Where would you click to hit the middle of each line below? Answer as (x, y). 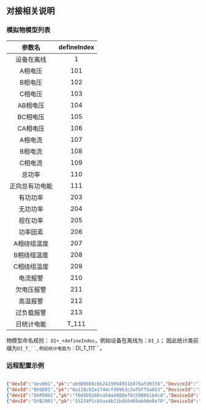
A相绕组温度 (31, 243)
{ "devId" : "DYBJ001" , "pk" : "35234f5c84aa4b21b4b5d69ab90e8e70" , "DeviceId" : (103, 401)
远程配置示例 (25, 365)
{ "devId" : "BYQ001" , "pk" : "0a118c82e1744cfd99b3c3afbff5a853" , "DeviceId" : (101, 389)
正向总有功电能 (31, 186)
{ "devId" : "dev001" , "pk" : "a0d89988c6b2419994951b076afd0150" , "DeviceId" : (101, 384)
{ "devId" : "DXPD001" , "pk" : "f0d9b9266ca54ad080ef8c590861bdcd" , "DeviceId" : (103, 395)
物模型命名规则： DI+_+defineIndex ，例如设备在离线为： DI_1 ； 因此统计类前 (103, 340)
